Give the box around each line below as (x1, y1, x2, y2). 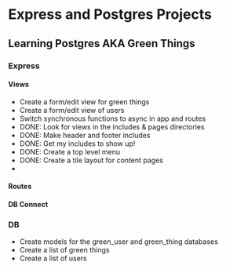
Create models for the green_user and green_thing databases (19, 237, 218, 246)
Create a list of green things (19, 245, 110, 255)
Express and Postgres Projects (8, 5, 212, 24)
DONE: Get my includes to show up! (19, 139, 136, 148)
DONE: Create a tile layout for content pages (19, 155, 163, 165)
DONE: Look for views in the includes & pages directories (19, 122, 206, 131)
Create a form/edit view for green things (19, 96, 150, 107)
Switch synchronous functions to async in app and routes (19, 114, 206, 123)
